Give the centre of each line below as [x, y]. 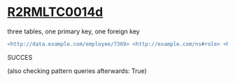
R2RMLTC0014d [55, 12]
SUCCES [20, 57]
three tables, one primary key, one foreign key [73, 31]
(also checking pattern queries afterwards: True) [77, 71]
